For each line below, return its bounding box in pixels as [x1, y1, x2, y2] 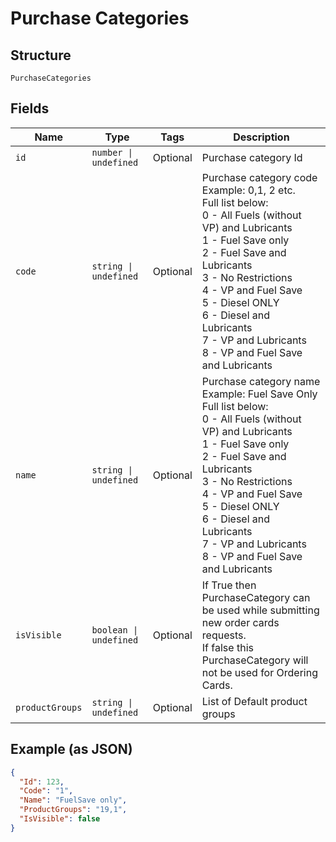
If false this [201, 640, 254, 654]
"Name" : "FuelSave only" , [19, 795, 128, 806]
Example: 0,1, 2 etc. [201, 183, 296, 197]
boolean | [91, 624, 139, 636]
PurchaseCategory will [201, 653, 309, 667]
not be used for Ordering [201, 665, 318, 679]
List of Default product [201, 694, 308, 708]
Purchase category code [201, 170, 318, 184]
